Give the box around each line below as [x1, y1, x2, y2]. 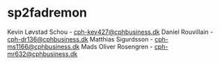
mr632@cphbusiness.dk [7, 50, 78, 58]
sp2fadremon [7, 5, 88, 21]
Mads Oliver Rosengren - [81, 42, 153, 50]
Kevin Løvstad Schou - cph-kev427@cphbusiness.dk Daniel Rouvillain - [7, 28, 214, 36]
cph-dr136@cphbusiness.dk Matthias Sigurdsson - [7, 35, 153, 43]
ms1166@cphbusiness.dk [7, 42, 80, 50]
